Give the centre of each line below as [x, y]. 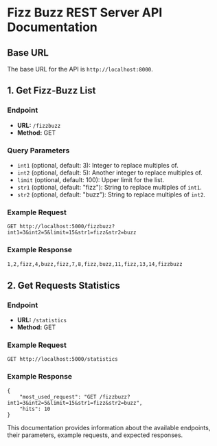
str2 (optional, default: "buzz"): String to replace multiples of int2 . [111, 194]
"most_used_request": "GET [58, 397]
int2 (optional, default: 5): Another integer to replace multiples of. [110, 172]
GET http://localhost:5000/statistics [62, 359]
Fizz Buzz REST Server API [85, 13]
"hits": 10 [35, 409]
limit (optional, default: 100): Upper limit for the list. [91, 179]
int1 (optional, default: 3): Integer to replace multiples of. [98, 165]
